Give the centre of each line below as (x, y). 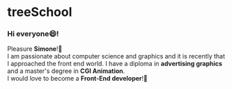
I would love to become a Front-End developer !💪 (78, 79)
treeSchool (40, 12)
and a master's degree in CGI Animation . (66, 71)
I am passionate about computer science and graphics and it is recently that (116, 56)
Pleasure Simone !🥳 (35, 49)
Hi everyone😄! (33, 34)
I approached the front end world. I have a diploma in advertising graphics (115, 64)
